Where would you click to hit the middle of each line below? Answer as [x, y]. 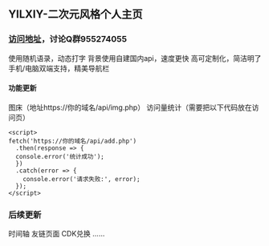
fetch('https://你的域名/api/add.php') [73, 141]
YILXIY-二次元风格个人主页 [75, 14]
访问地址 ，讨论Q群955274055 [67, 39]
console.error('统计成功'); [60, 156]
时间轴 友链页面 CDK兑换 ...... [57, 234]
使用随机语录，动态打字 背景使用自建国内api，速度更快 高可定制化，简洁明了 [135, 58]
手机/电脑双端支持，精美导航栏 [59, 68]
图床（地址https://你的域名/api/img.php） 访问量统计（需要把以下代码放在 [130, 107]
